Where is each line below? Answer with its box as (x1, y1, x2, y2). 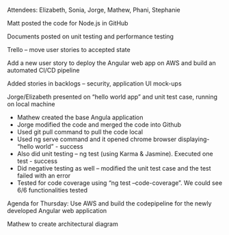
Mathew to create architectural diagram (7, 220, 118, 228)
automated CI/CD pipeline (7, 66, 80, 74)
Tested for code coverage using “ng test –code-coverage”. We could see (16, 179, 223, 187)
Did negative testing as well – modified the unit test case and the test (16, 164, 211, 172)
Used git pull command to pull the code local (16, 128, 144, 136)
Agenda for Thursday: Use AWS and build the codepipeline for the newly (7, 199, 212, 208)
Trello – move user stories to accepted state (7, 46, 131, 53)
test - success (16, 157, 58, 165)
